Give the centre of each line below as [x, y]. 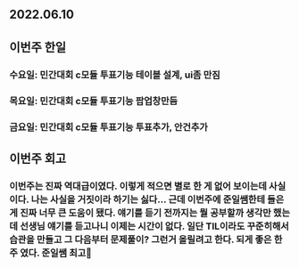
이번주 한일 [38, 47]
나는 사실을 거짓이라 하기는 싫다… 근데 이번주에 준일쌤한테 [148, 199]
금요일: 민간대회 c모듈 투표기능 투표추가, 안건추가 [108, 126]
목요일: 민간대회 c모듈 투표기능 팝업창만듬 [94, 101]
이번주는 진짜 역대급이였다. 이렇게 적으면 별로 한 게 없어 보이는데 [138, 186]
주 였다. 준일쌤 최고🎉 [50, 253]
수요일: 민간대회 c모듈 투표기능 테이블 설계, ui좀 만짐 [115, 75]
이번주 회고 [38, 158]
